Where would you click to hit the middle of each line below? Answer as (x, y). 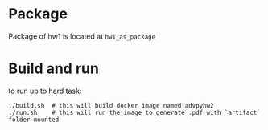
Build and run (54, 69)
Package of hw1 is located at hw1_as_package (82, 36)
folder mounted (34, 120)
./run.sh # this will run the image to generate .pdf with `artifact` (135, 112)
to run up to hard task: (45, 91)
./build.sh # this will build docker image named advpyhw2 (111, 105)
